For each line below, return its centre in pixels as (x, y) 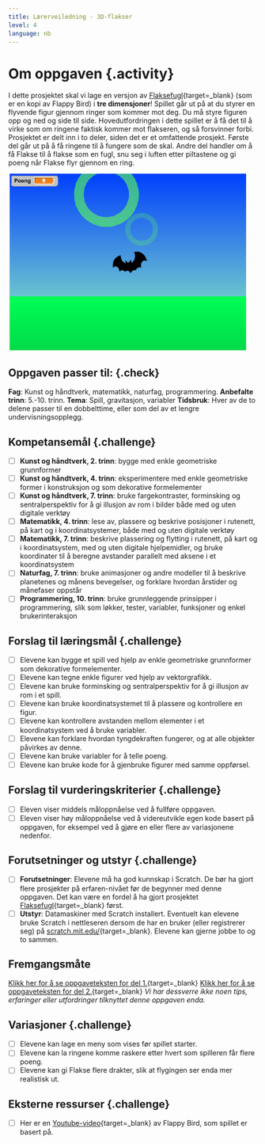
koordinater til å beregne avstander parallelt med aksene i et (117, 556)
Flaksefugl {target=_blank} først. (72, 905)
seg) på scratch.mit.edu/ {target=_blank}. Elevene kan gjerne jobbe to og (137, 931)
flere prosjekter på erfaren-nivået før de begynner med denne (121, 888)
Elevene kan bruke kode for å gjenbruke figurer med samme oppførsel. (135, 765)
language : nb (30, 33)
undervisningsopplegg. (46, 417)
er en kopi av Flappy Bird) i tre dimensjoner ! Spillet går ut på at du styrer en (132, 104)
